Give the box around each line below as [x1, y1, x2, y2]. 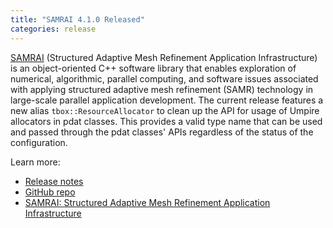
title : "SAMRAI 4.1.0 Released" [10, 14, 145, 25]
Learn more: [10, 156, 61, 168]
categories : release [10, 24, 97, 34]
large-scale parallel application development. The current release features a [10, 94, 324, 106]
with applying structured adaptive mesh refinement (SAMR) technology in [10, 83, 314, 95]
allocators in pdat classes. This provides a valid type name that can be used [10, 115, 323, 127]
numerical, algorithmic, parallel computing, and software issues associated [10, 72, 319, 85]
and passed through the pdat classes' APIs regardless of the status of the [10, 126, 314, 138]
